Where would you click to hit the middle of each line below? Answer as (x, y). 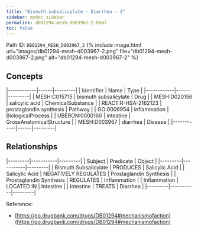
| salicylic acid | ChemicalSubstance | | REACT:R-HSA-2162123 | (84, 103)
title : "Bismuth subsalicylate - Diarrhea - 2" (66, 12)
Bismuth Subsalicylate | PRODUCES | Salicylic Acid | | (120, 167)
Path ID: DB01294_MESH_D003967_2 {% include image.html (74, 45)
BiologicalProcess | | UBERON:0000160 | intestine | (69, 115)
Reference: (20, 204)
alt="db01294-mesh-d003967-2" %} (93, 57)
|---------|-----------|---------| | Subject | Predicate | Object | (82, 161)
